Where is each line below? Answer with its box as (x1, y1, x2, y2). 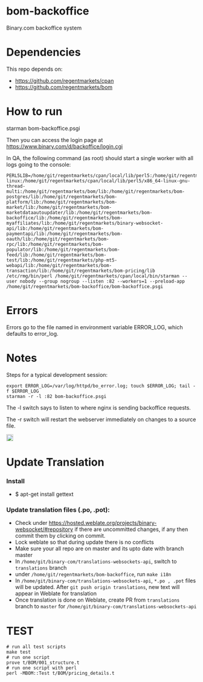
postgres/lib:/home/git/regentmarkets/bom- (6, 193, 118, 200)
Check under (14, 520, 48, 527)
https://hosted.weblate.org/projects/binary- (48, 520, 157, 527)
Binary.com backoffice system (6, 24, 82, 31)
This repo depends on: (6, 65, 63, 72)
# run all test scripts (6, 644, 66, 650)
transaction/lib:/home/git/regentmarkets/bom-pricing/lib (6, 268, 155, 274)
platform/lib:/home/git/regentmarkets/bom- (6, 199, 118, 205)
